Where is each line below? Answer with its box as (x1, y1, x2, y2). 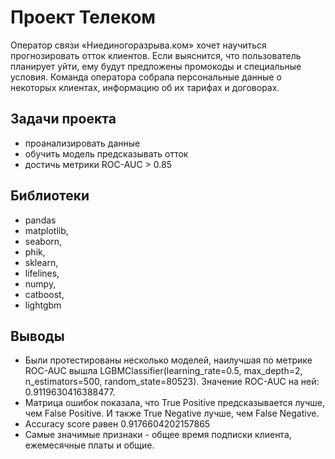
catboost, (24, 288, 65, 300)
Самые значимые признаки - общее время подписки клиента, (24, 429, 292, 441)
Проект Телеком (10, 6, 157, 29)
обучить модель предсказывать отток (24, 147, 189, 160)
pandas (24, 214, 57, 226)
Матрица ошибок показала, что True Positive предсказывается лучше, (24, 397, 325, 409)
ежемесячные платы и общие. (24, 439, 155, 451)
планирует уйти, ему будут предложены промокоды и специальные (10, 60, 302, 72)
